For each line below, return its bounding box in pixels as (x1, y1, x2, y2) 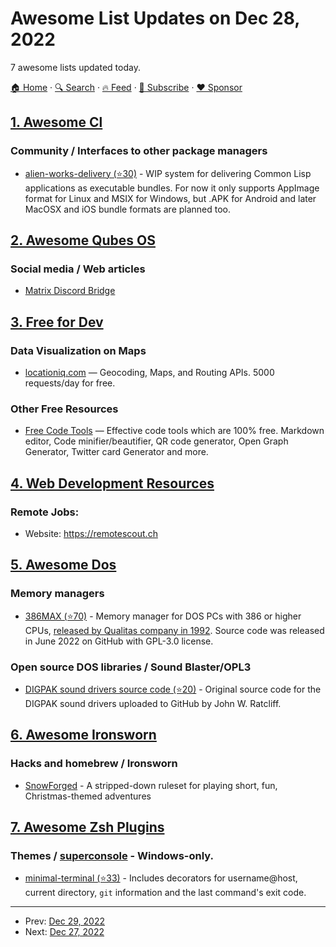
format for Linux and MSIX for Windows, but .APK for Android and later (24, 192, 317, 204)
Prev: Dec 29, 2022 (24, 915, 105, 927)
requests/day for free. (24, 377, 116, 389)
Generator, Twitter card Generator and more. (24, 446, 209, 458)
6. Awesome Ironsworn (10, 727, 157, 744)
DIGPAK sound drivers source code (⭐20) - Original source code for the (24, 683, 322, 695)
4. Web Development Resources (10, 475, 215, 492)
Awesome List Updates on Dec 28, (10, 7, 300, 30)
